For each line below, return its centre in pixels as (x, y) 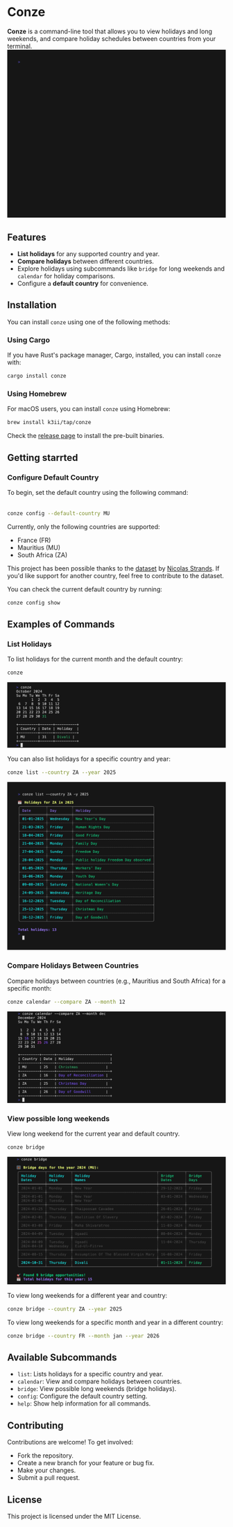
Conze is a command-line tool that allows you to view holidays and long (110, 31)
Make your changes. (46, 1470)
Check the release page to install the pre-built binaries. (86, 436)
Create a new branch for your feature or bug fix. (86, 1463)
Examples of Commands (61, 624)
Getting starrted (43, 458)
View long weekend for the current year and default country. (94, 1134)
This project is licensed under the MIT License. (74, 1516)
